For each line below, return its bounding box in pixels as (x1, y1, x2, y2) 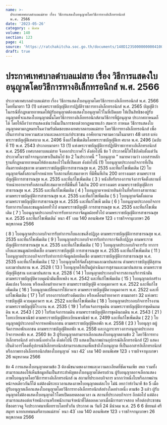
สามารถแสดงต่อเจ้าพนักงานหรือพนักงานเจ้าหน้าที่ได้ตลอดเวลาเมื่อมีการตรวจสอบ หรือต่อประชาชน (5, 397, 161, 403)
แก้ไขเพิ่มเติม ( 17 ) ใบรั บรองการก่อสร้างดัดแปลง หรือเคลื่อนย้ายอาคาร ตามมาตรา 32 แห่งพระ (5, 292, 158, 298)
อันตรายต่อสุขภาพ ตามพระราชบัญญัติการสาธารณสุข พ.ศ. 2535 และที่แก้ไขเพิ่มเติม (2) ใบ (5, 165, 152, 171)
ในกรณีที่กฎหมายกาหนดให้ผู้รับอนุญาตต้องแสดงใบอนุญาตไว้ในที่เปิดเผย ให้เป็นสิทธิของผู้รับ (5, 109, 153, 115)
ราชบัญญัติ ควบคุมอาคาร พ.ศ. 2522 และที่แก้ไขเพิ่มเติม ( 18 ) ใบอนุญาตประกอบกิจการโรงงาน (5, 298, 160, 304)
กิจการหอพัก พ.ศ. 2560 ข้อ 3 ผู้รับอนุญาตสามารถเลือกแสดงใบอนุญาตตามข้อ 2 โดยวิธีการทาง (5, 332, 159, 338)
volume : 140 (5, 30, 30, 35)
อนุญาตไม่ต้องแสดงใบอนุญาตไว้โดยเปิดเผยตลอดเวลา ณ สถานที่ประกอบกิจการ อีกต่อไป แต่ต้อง (5, 392, 158, 398)
